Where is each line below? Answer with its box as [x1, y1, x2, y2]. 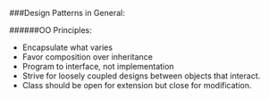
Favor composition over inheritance [21, 52, 154, 62]
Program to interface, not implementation [21, 62, 174, 71]
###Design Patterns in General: [9, 8, 125, 18]
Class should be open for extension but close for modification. [21, 80, 252, 90]
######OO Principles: [9, 25, 92, 35]
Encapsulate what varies [21, 42, 113, 53]
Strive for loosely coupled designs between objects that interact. [21, 70, 261, 81]
